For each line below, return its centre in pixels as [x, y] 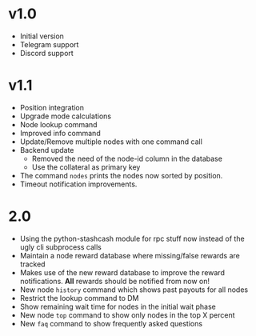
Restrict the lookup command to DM [79, 298]
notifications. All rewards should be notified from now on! [115, 281]
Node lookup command [58, 124]
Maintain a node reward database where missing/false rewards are [130, 255]
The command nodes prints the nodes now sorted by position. [121, 175]
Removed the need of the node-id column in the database [127, 158]
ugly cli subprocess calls [60, 247]
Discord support [46, 53]
